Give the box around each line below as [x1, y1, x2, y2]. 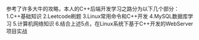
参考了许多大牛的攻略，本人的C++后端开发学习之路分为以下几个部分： [6, 5, 179, 12]
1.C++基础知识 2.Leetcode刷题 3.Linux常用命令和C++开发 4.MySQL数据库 [6, 13, 188, 20]
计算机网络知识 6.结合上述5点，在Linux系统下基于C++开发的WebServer [17, 20, 194, 27]
